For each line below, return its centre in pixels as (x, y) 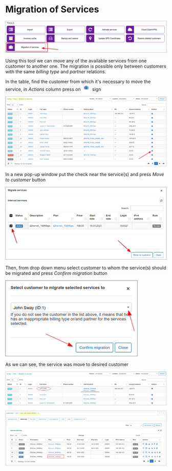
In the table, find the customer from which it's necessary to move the (78, 82)
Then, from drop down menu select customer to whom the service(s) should (86, 268)
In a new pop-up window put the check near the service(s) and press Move (85, 174)
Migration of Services (52, 9)
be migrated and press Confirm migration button (56, 273)
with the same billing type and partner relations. (56, 72)
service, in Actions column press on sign (53, 89)
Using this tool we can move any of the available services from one (76, 61)
